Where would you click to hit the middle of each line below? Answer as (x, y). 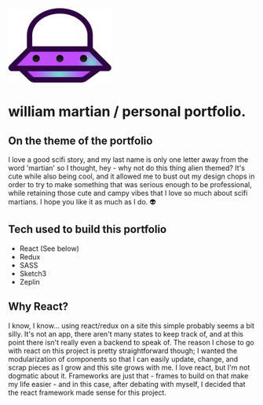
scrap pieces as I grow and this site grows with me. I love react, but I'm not (129, 367)
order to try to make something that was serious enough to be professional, (130, 184)
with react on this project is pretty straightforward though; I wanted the (123, 351)
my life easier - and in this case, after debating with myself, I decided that (127, 384)
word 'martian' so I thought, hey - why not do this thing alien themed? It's (127, 168)
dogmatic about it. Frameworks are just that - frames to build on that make (128, 376)
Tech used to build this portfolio (88, 229)
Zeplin (30, 282)
